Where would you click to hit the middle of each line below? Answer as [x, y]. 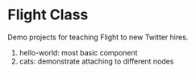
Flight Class [48, 15]
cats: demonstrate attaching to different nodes [96, 61]
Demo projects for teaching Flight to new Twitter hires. [98, 37]
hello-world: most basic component [78, 52]
